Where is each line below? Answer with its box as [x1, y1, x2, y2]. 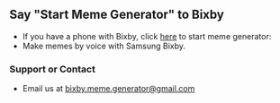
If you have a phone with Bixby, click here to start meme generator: [22, 30, 272, 41]
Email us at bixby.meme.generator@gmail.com [22, 83, 195, 94]
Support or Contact [9, 63, 96, 75]
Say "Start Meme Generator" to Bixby [9, 7, 225, 22]
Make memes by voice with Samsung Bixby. [22, 40, 186, 51]
